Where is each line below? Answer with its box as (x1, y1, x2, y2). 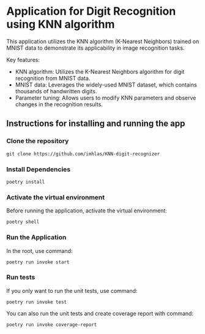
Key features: (6, 56, 40, 63)
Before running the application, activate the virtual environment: (6, 207, 167, 214)
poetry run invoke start (6, 259, 70, 265)
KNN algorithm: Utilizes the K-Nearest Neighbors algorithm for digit (15, 68, 185, 75)
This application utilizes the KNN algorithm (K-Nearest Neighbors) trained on (6, 37, 199, 45)
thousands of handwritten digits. (15, 87, 97, 95)
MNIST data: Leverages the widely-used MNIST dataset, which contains (15, 81, 197, 88)
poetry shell (6, 219, 40, 225)
